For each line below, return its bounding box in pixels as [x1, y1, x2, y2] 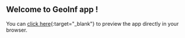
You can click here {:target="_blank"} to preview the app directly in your [6, 20, 179, 27]
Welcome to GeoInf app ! [6, 5, 99, 15]
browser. [6, 26, 28, 33]
